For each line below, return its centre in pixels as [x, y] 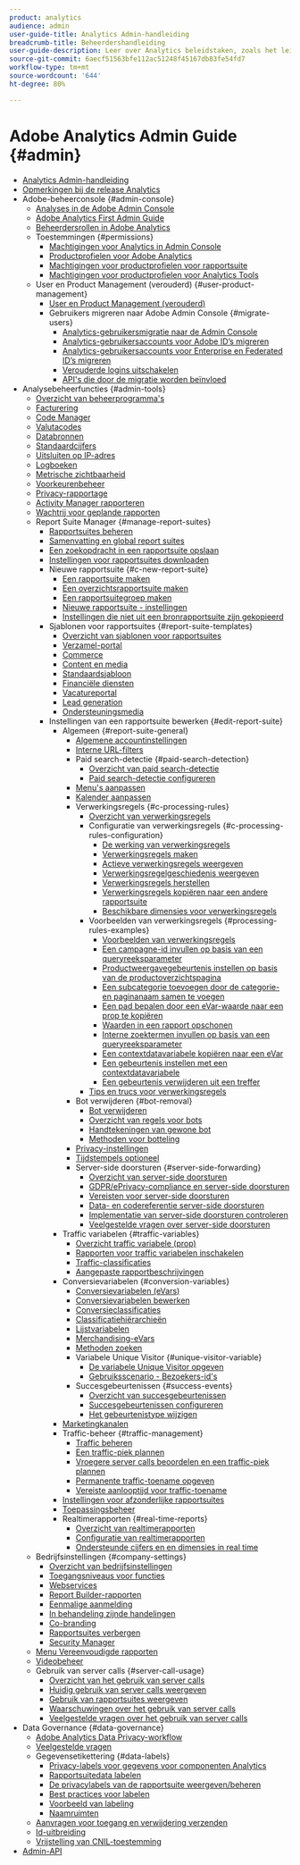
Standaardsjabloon [97, 673]
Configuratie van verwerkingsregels [155, 825]
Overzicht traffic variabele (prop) [136, 1243]
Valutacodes [58, 426]
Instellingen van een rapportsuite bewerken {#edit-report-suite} [166, 721]
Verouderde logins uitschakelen [120, 370]
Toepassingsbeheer [99, 1509]
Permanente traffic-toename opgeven [145, 1481]
